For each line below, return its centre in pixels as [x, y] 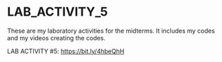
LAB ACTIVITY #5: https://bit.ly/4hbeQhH [66, 51]
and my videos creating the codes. [56, 37]
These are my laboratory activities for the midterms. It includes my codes [111, 31]
